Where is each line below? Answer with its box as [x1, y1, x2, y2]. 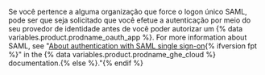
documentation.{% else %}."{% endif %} [8, 58, 143, 68]
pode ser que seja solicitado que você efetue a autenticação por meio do [8, 15, 251, 25]
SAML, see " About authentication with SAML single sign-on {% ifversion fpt [8, 41, 258, 51]
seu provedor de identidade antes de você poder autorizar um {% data [8, 24, 243, 33]
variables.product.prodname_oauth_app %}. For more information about [8, 32, 247, 42]
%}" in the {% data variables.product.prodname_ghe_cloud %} [8, 50, 216, 59]
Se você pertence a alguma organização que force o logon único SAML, [8, 7, 247, 16]
